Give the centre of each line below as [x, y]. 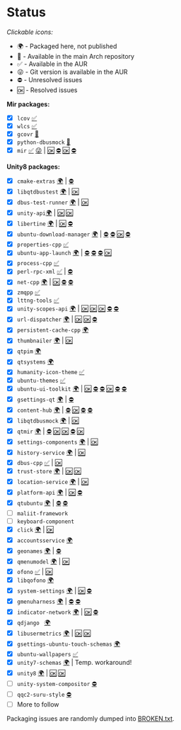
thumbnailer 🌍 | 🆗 [45, 340]
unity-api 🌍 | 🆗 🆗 [45, 213]
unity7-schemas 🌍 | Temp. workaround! [74, 662]
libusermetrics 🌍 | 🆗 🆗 [54, 633]
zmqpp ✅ [28, 292]
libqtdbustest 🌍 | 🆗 [48, 191]
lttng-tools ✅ [38, 300]
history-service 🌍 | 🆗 [51, 452]
